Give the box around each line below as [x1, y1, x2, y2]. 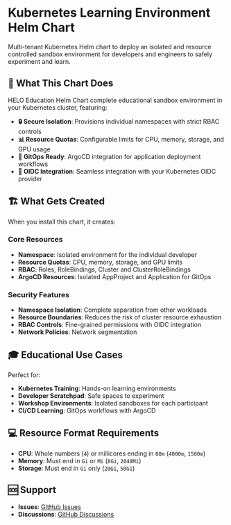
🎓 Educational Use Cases [8, 349, 123, 360]
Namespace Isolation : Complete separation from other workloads [17, 306, 207, 314]
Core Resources [8, 235, 63, 244]
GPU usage [17, 144, 51, 153]
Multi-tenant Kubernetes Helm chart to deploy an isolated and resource [8, 42, 212, 51]
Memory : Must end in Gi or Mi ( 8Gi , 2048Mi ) [17, 456, 142, 465]
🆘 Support [8, 484, 56, 496]
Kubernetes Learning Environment [8, 5, 211, 21]
